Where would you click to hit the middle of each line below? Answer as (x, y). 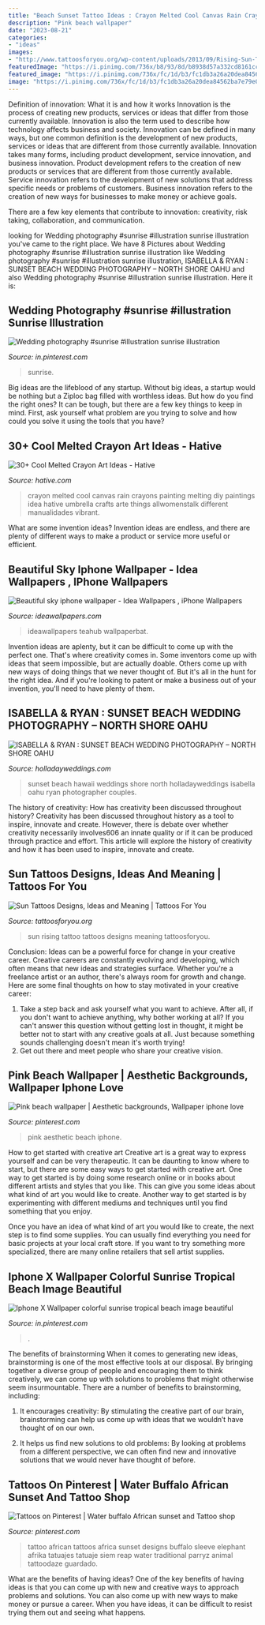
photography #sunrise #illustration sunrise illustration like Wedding (117, 252)
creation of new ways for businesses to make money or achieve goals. (123, 196)
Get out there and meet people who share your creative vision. (121, 1050)
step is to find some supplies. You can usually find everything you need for (129, 1235)
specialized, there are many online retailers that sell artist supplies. (116, 1252)
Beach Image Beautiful (65, 1289)
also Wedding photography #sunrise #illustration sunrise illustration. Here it (131, 277)
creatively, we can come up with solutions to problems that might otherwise (131, 1379)
